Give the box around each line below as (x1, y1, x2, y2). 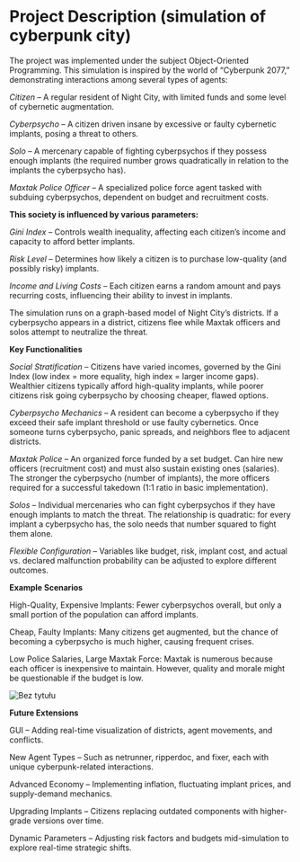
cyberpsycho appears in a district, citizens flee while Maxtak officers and (9, 316, 281, 327)
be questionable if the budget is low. (9, 672, 144, 683)
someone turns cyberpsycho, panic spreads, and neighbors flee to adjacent (9, 426, 290, 437)
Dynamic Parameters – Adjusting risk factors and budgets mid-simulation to (9, 832, 289, 843)
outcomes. (9, 564, 49, 575)
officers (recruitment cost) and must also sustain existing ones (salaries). (9, 463, 280, 474)
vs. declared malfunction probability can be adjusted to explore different (9, 555, 277, 565)
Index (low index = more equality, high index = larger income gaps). (9, 370, 260, 381)
